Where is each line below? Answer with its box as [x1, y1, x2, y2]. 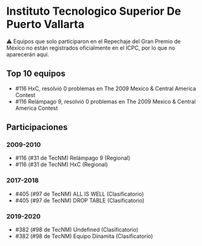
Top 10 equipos [6, 69, 66, 79]
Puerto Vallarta [6, 17, 84, 31]
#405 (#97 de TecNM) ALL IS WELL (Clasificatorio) [15, 190, 144, 198]
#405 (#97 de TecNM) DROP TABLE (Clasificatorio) [15, 196, 145, 204]
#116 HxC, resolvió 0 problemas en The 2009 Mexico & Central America [15, 85, 196, 92]
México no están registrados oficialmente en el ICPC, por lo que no [6, 44, 176, 52]
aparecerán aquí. [6, 50, 50, 58]
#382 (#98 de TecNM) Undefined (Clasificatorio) [15, 226, 139, 234]
